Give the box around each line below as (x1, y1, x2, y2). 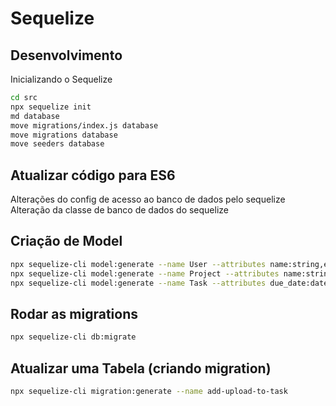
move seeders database (10, 139, 105, 149)
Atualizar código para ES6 (10, 167, 176, 184)
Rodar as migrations (10, 305, 138, 322)
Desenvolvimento (10, 47, 123, 64)
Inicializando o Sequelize (10, 73, 113, 85)
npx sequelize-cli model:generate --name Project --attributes (10, 268, 280, 279)
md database (10, 111, 60, 121)
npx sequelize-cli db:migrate (10, 332, 137, 342)
